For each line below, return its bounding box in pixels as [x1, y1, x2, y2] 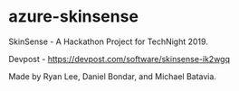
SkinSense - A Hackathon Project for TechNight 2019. [8, 36, 209, 47]
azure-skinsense [8, 6, 139, 27]
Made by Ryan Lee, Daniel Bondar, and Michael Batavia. [8, 70, 216, 82]
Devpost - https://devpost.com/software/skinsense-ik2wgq [8, 53, 231, 64]
